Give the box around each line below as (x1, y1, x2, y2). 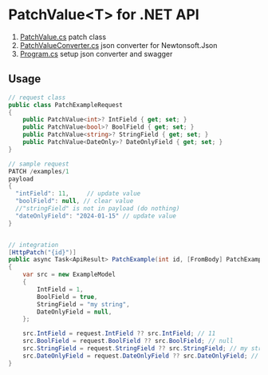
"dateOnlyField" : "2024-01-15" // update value (15, 212, 177, 220)
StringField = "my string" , (37, 300, 130, 309)
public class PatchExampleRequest (8, 101, 124, 109)
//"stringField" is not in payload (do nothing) (15, 205, 180, 213)
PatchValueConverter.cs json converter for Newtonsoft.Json (19, 40, 218, 50)
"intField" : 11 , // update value (15, 189, 141, 197)
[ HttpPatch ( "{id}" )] (8, 248, 77, 257)
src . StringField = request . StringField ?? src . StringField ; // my (22, 345, 248, 353)
